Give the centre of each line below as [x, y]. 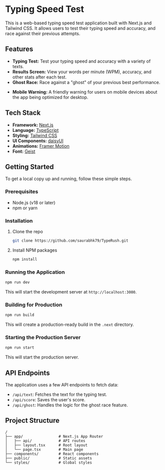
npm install [25, 259]
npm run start [20, 348]
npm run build [20, 315]
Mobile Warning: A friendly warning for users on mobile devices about [85, 92]
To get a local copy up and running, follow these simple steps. [69, 179]
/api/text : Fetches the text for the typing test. [60, 394]
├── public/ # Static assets [49, 458]
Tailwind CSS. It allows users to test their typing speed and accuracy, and [80, 28]
